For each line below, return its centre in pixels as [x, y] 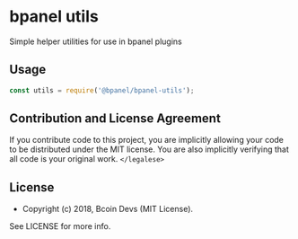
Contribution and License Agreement [115, 119]
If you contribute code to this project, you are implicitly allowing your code [147, 140]
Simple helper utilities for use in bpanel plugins [96, 41]
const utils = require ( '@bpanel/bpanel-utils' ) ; [102, 90]
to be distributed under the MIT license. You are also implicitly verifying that [149, 149]
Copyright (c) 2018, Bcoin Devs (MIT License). [108, 209]
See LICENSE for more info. [60, 226]
